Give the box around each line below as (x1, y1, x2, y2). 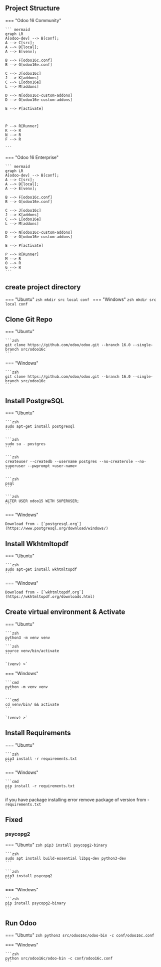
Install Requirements (5, 729, 71, 737)
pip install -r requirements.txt (5, 783, 75, 788)
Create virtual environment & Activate (5, 608, 125, 616)
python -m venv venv (5, 684, 48, 689)
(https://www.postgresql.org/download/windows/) (5, 526, 108, 531)
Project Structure (5, 4, 60, 13)
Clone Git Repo (5, 315, 52, 324)
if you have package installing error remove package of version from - (5, 796, 150, 802)
